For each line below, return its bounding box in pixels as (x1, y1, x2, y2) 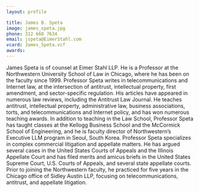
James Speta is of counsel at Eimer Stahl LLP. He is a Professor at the (6, 64, 179, 71)
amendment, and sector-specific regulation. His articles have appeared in (6, 89, 188, 97)
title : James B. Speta (6, 19, 63, 26)
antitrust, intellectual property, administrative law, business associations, (6, 102, 186, 109)
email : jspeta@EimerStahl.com (6, 37, 82, 43)
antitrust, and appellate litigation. (6, 178, 88, 186)
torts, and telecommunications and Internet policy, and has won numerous (6, 109, 190, 116)
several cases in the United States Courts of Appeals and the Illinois (6, 146, 174, 154)
